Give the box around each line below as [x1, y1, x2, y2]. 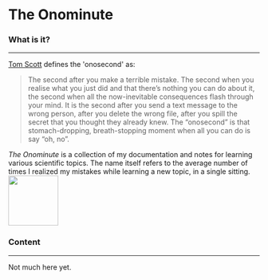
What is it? [8, 34, 50, 45]
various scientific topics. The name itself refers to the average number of [8, 158, 249, 168]
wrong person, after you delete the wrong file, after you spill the [27, 109, 238, 119]
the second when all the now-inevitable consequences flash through [27, 92, 254, 101]
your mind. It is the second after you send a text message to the [27, 101, 238, 110]
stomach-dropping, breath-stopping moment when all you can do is [27, 126, 251, 136]
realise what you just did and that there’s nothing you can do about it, [27, 84, 255, 93]
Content [8, 237, 41, 248]
